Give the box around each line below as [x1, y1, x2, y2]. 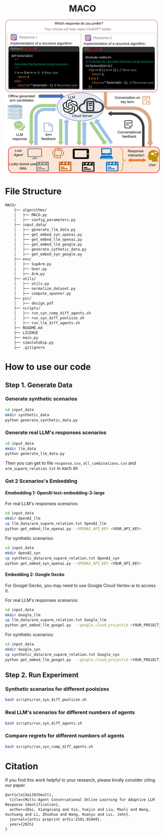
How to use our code [5, 361, 91, 373]
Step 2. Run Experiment [5, 671, 79, 679]
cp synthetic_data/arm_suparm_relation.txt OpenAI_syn [5, 556, 120, 561]
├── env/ [14, 256, 32, 262]
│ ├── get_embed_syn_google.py [14, 251, 82, 257]
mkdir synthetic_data [5, 412, 50, 417]
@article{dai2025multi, [5, 792, 54, 797]
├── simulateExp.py [14, 340, 54, 345]
